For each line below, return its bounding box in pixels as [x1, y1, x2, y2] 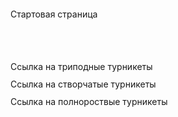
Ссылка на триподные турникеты [10, 61, 153, 72]
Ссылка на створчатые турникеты [10, 78, 157, 90]
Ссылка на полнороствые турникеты [10, 96, 168, 107]
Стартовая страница [10, 8, 98, 20]
